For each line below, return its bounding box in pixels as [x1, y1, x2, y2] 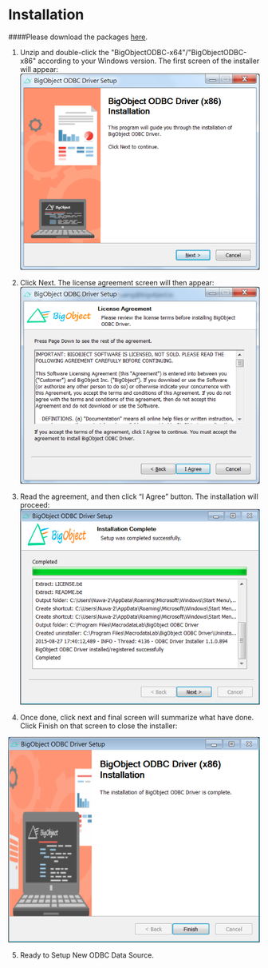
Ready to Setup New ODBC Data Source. [19, 950, 154, 960]
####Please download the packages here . [8, 32, 148, 42]
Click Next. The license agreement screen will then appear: [19, 278, 215, 288]
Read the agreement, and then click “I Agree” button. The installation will [19, 492, 259, 501]
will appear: [19, 64, 58, 74]
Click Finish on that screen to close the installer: [19, 721, 178, 731]
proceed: [19, 500, 50, 509]
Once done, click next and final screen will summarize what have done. [19, 713, 254, 723]
